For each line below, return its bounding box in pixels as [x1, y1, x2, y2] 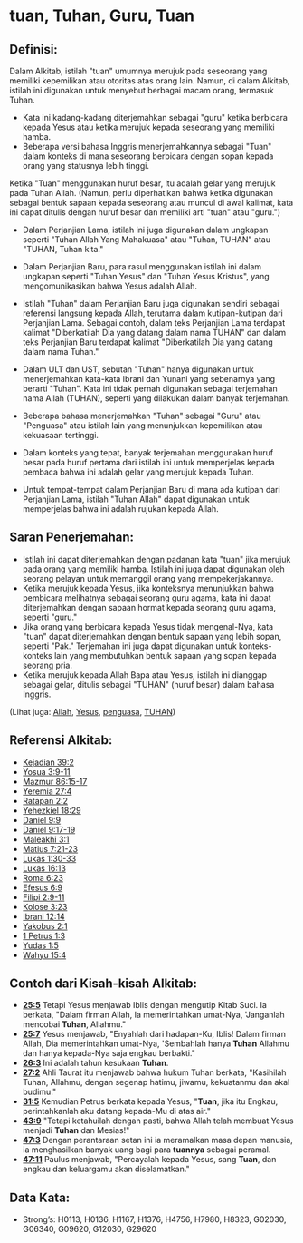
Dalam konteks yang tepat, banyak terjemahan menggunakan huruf [22, 447, 274, 458]
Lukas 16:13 [22, 863, 66, 874]
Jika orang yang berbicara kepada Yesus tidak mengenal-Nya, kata [22, 621, 274, 631]
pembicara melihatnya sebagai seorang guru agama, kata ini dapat [22, 592, 271, 603]
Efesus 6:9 [22, 882, 63, 893]
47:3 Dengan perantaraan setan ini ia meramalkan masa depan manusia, [22, 1135, 294, 1146]
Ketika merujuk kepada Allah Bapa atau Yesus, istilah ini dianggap [22, 669, 268, 680]
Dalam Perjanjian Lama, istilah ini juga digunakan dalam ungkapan [22, 224, 269, 235]
